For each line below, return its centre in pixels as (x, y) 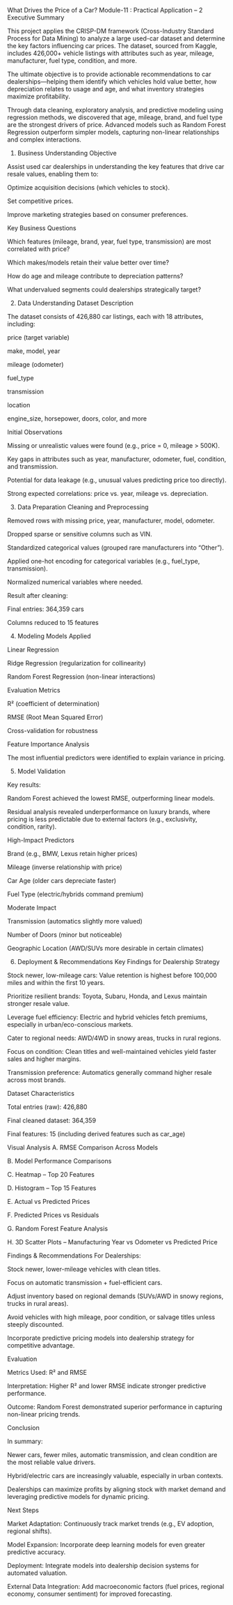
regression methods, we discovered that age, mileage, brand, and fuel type (115, 117)
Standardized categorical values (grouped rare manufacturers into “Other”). (115, 548)
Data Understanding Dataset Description (75, 303)
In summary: (25, 1441)
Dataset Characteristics (41, 1093)
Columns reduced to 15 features (53, 623)
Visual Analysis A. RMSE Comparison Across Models (83, 1147)
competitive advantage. (41, 1345)
